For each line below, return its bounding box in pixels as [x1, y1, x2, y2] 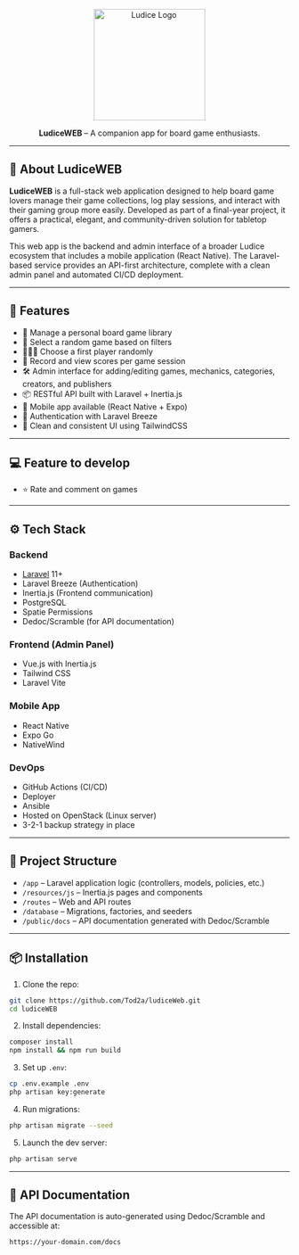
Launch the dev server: [21, 1137, 108, 1148]
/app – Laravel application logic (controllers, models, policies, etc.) [21, 877, 265, 888]
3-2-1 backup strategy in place [21, 820, 135, 830]
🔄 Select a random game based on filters [21, 336, 172, 347]
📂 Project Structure [9, 854, 117, 869]
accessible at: [9, 1220, 61, 1231]
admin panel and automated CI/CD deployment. [9, 268, 184, 280]
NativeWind [21, 739, 65, 749]
